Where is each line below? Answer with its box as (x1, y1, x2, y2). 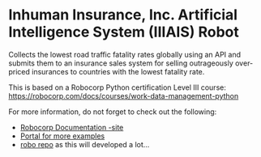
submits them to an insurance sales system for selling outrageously (8, 58, 233, 68)
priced (8, 66, 31, 76)
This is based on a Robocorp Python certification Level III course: (8, 83, 227, 92)
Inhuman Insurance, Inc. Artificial (8, 6, 237, 24)
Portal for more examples (19, 131, 105, 141)
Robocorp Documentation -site (19, 122, 124, 132)
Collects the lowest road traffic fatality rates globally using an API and (8, 49, 242, 59)
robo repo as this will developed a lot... (19, 139, 150, 149)
